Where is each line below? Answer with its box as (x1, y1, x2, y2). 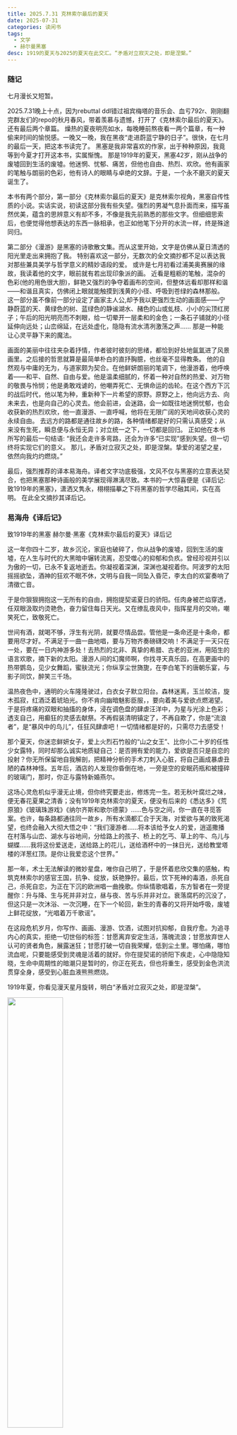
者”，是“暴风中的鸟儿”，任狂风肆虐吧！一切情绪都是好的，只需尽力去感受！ (7, 722, 226, 731)
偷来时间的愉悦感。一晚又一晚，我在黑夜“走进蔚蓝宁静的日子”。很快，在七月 (7, 133, 229, 142)
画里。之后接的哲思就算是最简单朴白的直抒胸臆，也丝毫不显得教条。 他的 (7, 355, 219, 364)
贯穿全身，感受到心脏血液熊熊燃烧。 (7, 968, 113, 977)
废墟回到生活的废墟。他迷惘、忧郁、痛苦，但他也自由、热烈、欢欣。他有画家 (7, 160, 230, 168)
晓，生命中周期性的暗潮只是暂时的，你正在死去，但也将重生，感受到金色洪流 (7, 959, 230, 967)
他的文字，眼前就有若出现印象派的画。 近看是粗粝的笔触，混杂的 (37, 269, 226, 278)
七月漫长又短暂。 (7, 92, 57, 100)
